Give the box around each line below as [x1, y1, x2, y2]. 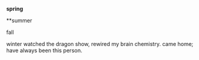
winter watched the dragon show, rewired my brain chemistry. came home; [6, 41, 194, 47]
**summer [6, 17, 32, 24]
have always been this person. [6, 47, 83, 54]
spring [6, 5, 23, 12]
